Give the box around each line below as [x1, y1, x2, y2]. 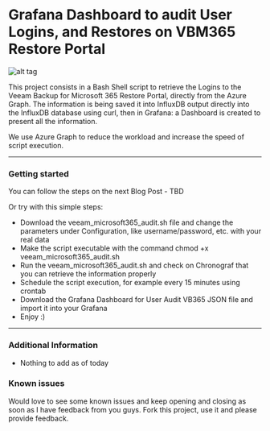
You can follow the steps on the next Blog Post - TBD [8, 187, 185, 197]
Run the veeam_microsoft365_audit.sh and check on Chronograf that [19, 260, 249, 271]
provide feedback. [8, 413, 69, 423]
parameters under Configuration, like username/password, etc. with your [19, 226, 262, 236]
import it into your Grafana [19, 304, 108, 313]
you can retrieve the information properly [19, 269, 157, 279]
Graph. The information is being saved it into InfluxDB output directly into [8, 99, 250, 109]
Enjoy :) [19, 312, 46, 321]
